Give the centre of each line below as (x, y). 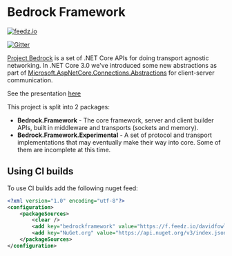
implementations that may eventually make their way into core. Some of (119, 142)
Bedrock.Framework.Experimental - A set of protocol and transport (115, 135)
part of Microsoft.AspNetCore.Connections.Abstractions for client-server (111, 73)
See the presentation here (44, 93)
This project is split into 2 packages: (59, 107)
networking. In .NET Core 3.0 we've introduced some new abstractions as (112, 65)
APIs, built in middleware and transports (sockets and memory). (108, 127)
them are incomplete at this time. (64, 149)
